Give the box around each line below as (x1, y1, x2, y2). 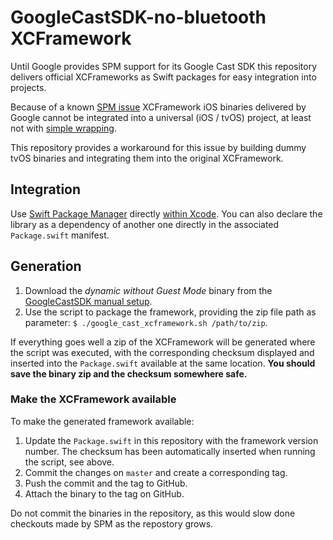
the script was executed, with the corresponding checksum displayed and (10, 346, 315, 358)
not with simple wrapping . (10, 122, 117, 134)
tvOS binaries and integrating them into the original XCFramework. (10, 152, 284, 164)
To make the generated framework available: (10, 415, 195, 427)
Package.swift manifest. (10, 229, 110, 241)
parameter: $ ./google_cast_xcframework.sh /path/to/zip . (24, 316, 268, 328)
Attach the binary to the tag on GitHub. (24, 487, 185, 500)
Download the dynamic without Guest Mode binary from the (24, 284, 273, 296)
